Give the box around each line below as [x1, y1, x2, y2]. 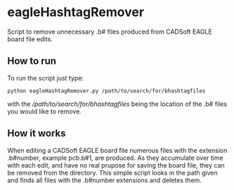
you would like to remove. [7, 107, 82, 116]
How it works [7, 128, 66, 140]
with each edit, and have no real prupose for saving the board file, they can [7, 161, 225, 169]
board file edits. [7, 34, 53, 43]
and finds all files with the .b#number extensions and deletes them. [7, 176, 202, 184]
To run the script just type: [7, 74, 84, 82]
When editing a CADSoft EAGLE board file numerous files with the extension [7, 146, 228, 154]
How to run [7, 55, 57, 67]
